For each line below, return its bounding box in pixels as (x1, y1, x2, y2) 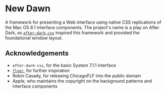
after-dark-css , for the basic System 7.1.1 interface (12, 62, 116, 68)
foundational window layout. (5, 35, 63, 41)
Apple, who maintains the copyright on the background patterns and (12, 78, 152, 84)
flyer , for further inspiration (12, 67, 70, 73)
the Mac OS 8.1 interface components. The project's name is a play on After (5, 24, 160, 30)
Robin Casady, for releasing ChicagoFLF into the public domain (12, 72, 141, 79)
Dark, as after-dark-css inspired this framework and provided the (5, 30, 140, 35)
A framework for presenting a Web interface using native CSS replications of (5, 19, 162, 25)
